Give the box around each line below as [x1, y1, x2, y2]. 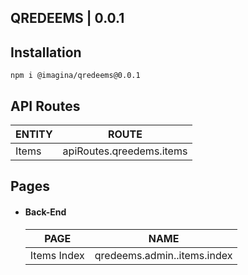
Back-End [24, 206, 67, 218]
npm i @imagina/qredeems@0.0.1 [10, 71, 141, 81]
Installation [10, 44, 82, 61]
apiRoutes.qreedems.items [62, 144, 188, 158]
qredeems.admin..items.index [94, 248, 233, 262]
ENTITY [15, 127, 53, 141]
